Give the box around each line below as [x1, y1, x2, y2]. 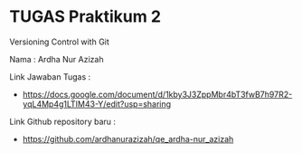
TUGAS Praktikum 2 [9, 6, 161, 27]
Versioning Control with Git [9, 36, 110, 47]
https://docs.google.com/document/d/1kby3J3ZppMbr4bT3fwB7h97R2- [22, 89, 293, 100]
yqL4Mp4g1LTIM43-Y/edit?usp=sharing [22, 98, 172, 110]
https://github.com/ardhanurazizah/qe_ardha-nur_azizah [22, 133, 234, 144]
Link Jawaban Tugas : [9, 71, 91, 82]
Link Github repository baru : [9, 116, 116, 127]
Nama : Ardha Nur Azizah [9, 53, 104, 64]
